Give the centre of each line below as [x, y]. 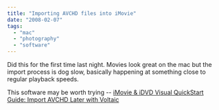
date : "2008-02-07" [35, 20]
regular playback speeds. [43, 79]
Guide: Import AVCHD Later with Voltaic [63, 99]
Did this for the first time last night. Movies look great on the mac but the [109, 65]
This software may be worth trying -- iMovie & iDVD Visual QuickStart [105, 92]
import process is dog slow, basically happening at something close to [106, 72]
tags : [15, 26]
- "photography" [36, 39]
